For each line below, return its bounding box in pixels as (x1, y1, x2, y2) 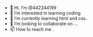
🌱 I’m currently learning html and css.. (9, 15, 88, 21)
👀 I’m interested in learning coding (9, 10, 81, 16)
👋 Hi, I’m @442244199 (9, 5, 56, 10)
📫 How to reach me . (9, 26, 54, 32)
